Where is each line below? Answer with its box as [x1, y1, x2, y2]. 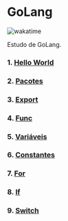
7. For [7, 169, 26, 178]
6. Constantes [7, 150, 55, 160]
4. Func [7, 113, 33, 123]
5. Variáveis [7, 132, 47, 142]
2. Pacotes [7, 76, 43, 86]
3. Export [7, 95, 38, 104]
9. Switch [7, 206, 39, 215]
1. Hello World [7, 57, 54, 67]
